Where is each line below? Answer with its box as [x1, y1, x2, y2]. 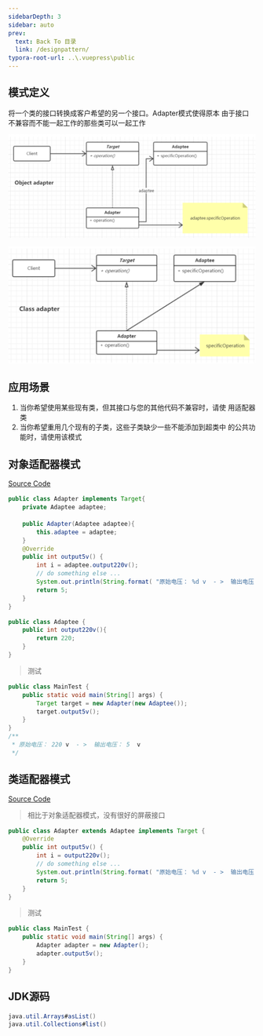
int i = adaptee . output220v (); [36, 561, 139, 569]
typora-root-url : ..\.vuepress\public [8, 54, 135, 62]
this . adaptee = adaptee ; [36, 528, 118, 536]
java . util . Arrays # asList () [8, 1012, 97, 1020]
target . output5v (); [36, 707, 100, 716]
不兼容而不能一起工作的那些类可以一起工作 [8, 118, 146, 127]
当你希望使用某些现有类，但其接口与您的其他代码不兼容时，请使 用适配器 [19, 403, 256, 412]
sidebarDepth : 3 [8, 13, 61, 20]
